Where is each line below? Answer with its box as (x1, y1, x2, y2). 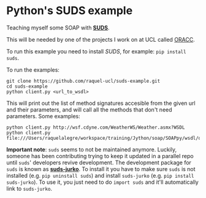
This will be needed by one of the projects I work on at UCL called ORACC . (6, 36, 195, 43)
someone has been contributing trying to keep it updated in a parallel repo (6, 152, 194, 159)
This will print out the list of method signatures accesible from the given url (6, 99, 196, 107)
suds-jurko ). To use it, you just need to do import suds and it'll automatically (6, 178, 199, 186)
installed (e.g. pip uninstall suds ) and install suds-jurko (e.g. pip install (6, 172, 194, 179)
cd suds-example (6, 83, 48, 89)
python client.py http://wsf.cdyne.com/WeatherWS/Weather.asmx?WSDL (6, 124, 185, 131)
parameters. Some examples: (6, 112, 81, 120)
